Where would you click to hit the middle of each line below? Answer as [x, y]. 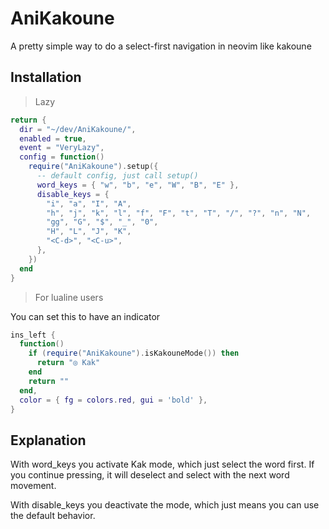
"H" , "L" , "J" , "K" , [89, 232]
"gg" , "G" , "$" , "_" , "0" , [102, 222]
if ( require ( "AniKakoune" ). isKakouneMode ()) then [134, 353]
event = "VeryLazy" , [62, 148]
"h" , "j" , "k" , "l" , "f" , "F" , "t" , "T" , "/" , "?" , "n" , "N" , [179, 213]
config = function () [62, 157]
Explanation [48, 440]
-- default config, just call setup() [117, 176]
